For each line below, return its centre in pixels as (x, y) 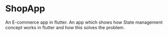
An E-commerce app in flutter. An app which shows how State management (84, 22)
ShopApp (25, 9)
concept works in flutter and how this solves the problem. (65, 27)
